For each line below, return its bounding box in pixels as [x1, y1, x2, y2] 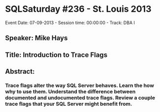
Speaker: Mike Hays [5, 34, 68, 42]
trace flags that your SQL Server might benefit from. [5, 101, 132, 108]
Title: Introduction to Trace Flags [5, 51, 107, 59]
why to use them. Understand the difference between [5, 88, 136, 95]
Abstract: [5, 67, 35, 76]
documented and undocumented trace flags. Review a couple [5, 94, 155, 101]
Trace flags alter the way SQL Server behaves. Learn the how [5, 82, 154, 89]
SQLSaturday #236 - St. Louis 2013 [5, 3, 152, 15]
